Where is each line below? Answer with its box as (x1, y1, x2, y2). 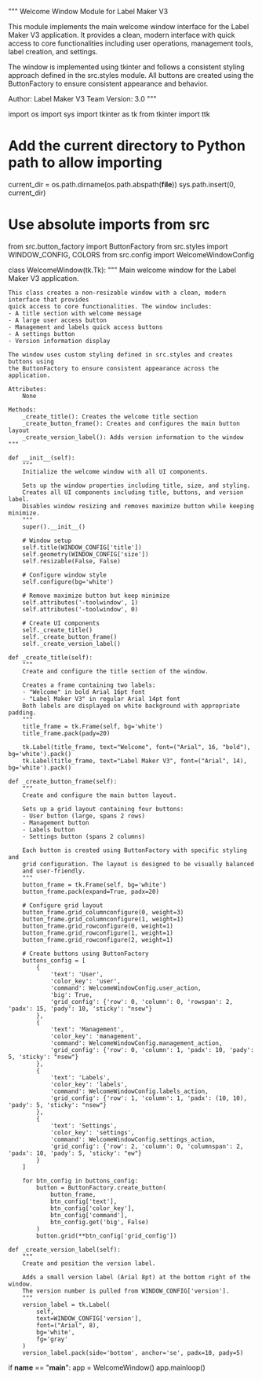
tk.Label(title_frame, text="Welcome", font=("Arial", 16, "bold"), (22, 743, 251, 751)
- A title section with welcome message (8, 309, 143, 317)
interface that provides (8, 295, 89, 304)
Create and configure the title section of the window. (22, 667, 209, 675)
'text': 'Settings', (49, 1121, 118, 1130)
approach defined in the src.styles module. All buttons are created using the (8, 71, 254, 79)
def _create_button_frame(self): (8, 777, 118, 785)
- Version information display (8, 337, 111, 345)
